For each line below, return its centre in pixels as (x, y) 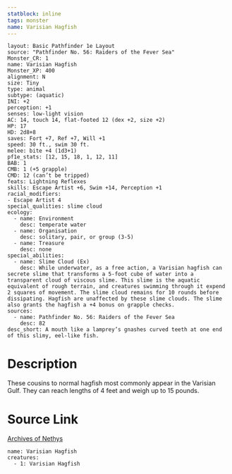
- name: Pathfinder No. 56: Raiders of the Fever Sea (94, 318)
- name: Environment (44, 219)
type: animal (26, 89)
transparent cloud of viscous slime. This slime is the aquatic (104, 280)
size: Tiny (23, 83)
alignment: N (26, 77)
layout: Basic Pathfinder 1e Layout (61, 46)
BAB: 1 (17, 163)
